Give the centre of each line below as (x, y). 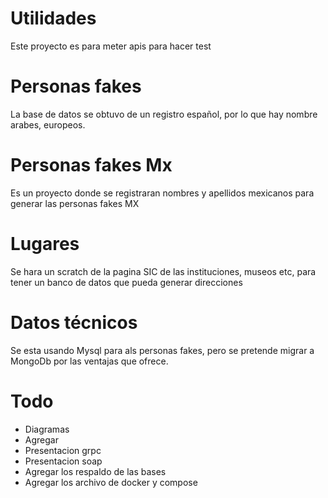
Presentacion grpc (63, 450)
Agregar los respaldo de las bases (95, 471)
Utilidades (53, 18)
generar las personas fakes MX (75, 203)
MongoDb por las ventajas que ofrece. (89, 361)
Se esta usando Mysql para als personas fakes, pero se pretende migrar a (162, 350)
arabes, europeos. (48, 124)
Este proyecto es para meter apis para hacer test (111, 46)
